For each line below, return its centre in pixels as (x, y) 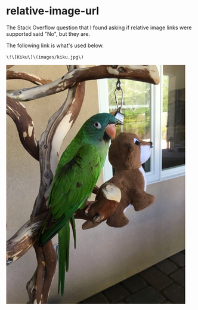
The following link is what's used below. (55, 45)
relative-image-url (53, 11)
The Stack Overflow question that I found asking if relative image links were (99, 27)
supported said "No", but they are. (48, 33)
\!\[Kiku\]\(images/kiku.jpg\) (45, 57)
